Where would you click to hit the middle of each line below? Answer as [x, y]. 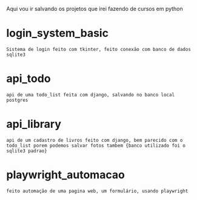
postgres [17, 100]
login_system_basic [58, 33]
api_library [34, 124]
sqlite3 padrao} [27, 151]
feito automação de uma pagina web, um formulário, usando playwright [97, 191]
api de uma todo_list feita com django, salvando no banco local [90, 95]
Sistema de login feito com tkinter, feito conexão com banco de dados [98, 49]
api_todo [28, 79]
